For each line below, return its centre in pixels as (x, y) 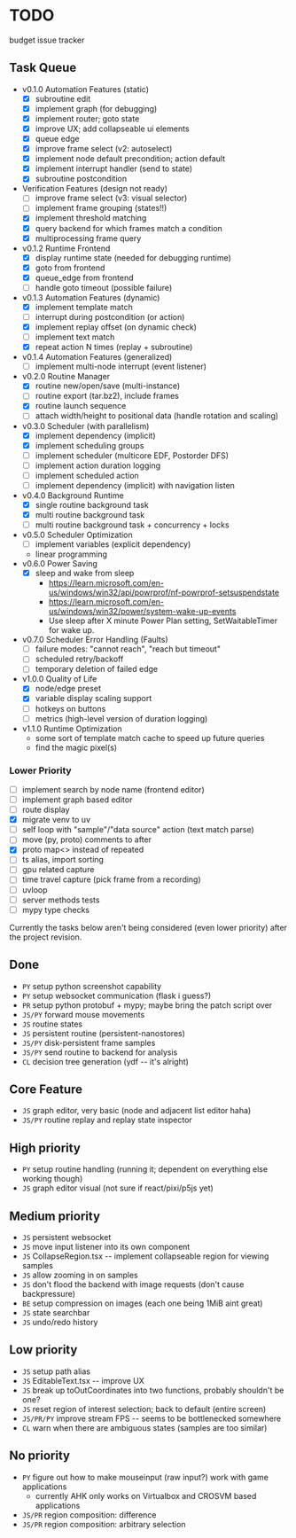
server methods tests (61, 900)
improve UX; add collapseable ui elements (112, 129)
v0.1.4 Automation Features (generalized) (97, 357)
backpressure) (49, 1293)
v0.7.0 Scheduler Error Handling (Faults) (95, 640)
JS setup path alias (56, 1371)
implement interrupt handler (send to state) (114, 168)
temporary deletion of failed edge (96, 669)
